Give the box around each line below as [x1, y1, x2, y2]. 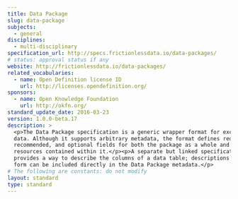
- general [13, 30, 42, 37]
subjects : [7, 23, 37, 30]
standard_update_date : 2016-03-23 [7, 109, 110, 116]
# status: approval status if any [7, 56, 110, 64]
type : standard [7, 181, 52, 188]
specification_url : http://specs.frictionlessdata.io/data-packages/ [7, 50, 217, 57]
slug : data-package [7, 17, 65, 24]
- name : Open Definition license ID [13, 76, 122, 83]
